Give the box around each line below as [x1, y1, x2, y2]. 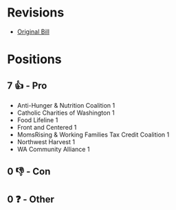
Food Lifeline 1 [16, 115, 58, 124]
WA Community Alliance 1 [16, 145, 90, 153]
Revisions [7, 5, 65, 21]
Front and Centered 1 [16, 123, 77, 131]
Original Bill [16, 27, 50, 36]
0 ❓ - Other [7, 194, 55, 205]
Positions [7, 51, 62, 67]
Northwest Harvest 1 [16, 137, 76, 145]
